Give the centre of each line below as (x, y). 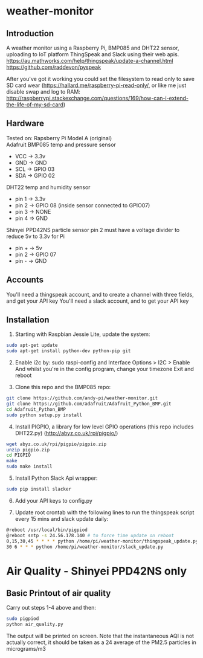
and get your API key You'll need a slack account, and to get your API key (98, 301)
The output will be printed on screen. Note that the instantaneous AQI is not (100, 636)
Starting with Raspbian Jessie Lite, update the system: (82, 334)
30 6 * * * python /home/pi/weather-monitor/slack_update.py (85, 547)
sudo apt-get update (32, 346)
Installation (28, 320)
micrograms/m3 (26, 649)
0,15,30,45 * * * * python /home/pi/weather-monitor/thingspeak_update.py (102, 541)
